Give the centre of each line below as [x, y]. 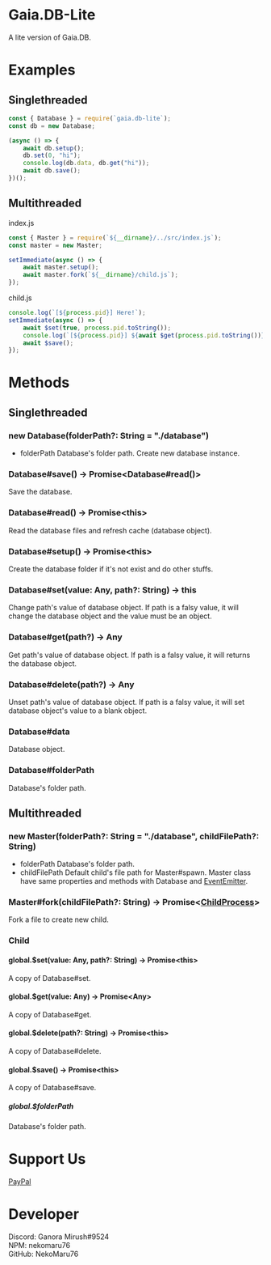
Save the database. [40, 492]
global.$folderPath [41, 1106]
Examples [42, 70]
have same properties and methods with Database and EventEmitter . [134, 881]
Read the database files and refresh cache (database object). [110, 530]
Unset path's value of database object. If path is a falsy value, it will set [126, 702]
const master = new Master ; [56, 245]
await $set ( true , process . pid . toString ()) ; [97, 328]
